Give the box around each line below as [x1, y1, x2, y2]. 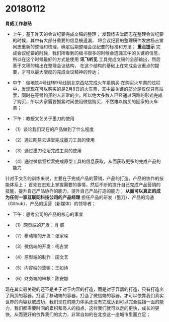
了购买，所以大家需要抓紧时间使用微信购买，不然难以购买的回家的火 [12, 98, 154, 104]
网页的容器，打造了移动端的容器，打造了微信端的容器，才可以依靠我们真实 [9, 292, 164, 298]
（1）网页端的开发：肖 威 [12, 222, 64, 228]
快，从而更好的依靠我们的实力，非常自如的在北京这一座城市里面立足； [5, 311, 151, 317]
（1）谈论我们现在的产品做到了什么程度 [12, 126, 94, 132]
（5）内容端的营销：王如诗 [12, 265, 69, 271]
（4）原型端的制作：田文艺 [12, 254, 69, 260]
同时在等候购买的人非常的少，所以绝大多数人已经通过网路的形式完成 [21, 92, 162, 98]
